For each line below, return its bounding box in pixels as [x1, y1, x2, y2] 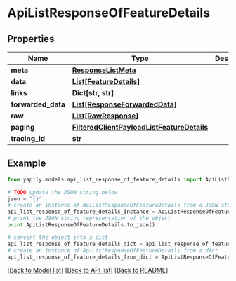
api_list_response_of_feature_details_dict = [7, 240, 143, 247]
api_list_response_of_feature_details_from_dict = [7, 254, 159, 261]
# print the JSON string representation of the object [7, 215, 171, 222]
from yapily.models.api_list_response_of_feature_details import [7, 176, 202, 183]
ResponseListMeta [72, 65, 136, 75]
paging [11, 123, 35, 132]
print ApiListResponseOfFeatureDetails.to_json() [7, 221, 156, 228]
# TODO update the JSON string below [7, 189, 118, 196]
